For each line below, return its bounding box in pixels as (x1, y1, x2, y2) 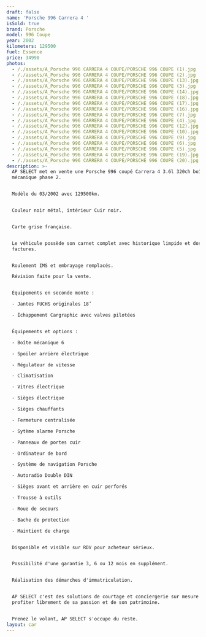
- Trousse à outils (12, 495, 62, 501)
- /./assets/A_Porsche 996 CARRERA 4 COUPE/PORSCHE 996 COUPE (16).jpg (12, 106, 199, 112)
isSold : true (6, 20, 40, 26)
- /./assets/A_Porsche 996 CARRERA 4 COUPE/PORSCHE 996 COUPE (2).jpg (12, 72, 196, 78)
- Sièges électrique (12, 395, 64, 401)
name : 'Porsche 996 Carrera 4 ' (6, 15, 89, 21)
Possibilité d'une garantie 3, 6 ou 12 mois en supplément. (12, 561, 169, 567)
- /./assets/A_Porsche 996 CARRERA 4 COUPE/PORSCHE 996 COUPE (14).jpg (12, 89, 199, 95)
